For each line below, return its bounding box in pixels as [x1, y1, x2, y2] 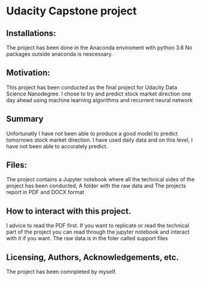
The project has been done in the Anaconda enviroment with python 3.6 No [6, 44, 193, 51]
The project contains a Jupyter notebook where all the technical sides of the [6, 176, 195, 183]
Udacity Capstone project [6, 4, 137, 18]
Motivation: [6, 68, 50, 78]
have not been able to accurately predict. [6, 142, 108, 150]
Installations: [6, 28, 56, 38]
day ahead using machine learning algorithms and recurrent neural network [6, 96, 193, 103]
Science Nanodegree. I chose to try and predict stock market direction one [6, 90, 191, 97]
